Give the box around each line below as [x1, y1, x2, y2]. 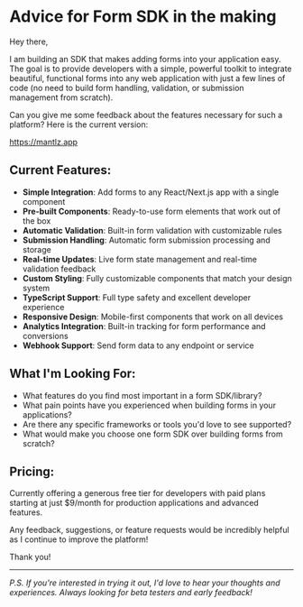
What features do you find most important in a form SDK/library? [22, 390, 262, 400]
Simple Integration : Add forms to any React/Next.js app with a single [22, 187, 280, 198]
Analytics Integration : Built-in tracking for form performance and [22, 320, 266, 331]
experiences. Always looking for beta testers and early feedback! [9, 587, 252, 598]
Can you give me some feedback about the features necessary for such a [9, 109, 283, 120]
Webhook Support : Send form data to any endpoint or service [22, 340, 254, 351]
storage [22, 244, 51, 254]
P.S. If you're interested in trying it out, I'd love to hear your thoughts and [9, 577, 280, 588]
